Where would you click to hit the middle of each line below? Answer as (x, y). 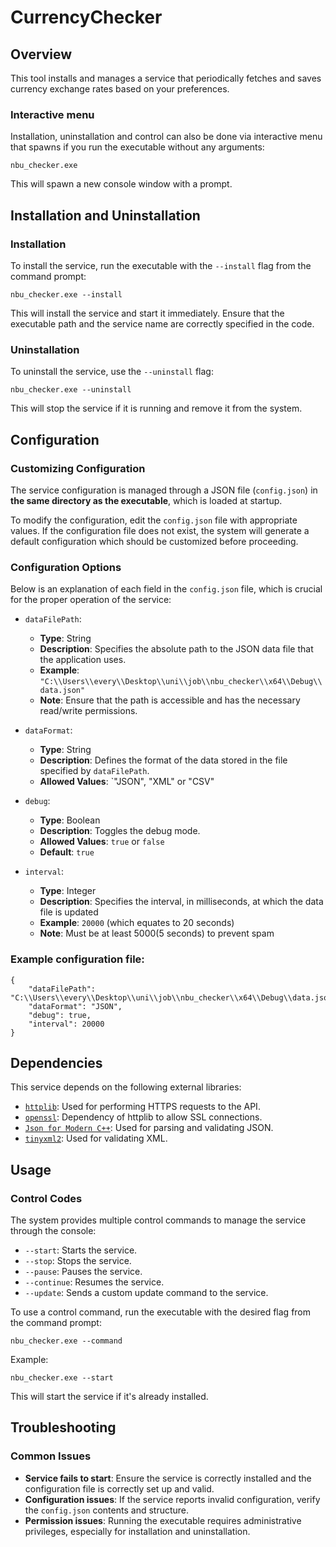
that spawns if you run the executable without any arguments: (137, 147)
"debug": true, (60, 1015)
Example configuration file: (77, 959)
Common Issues (51, 1456)
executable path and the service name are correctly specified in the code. (162, 323)
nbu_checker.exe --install (66, 294)
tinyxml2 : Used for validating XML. (96, 1138)
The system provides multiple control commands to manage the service (158, 1220)
